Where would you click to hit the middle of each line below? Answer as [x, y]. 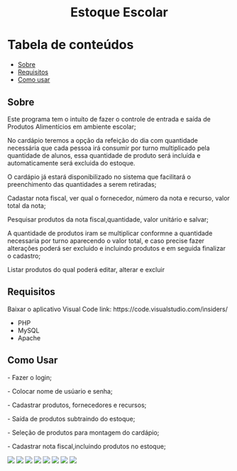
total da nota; [27, 205]
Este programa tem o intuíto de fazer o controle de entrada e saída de [109, 119]
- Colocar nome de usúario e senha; [60, 391]
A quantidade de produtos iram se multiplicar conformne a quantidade [110, 233]
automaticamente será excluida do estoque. [71, 163]
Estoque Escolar [119, 12]
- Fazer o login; [29, 377]
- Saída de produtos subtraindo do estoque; [71, 418]
